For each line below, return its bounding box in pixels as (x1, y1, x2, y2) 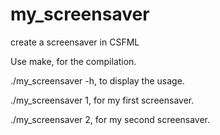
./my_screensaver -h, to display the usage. (10, 74, 185, 87)
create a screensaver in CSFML (10, 36, 140, 48)
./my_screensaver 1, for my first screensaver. (10, 94, 195, 106)
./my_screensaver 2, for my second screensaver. (10, 113, 211, 125)
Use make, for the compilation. (10, 55, 137, 67)
